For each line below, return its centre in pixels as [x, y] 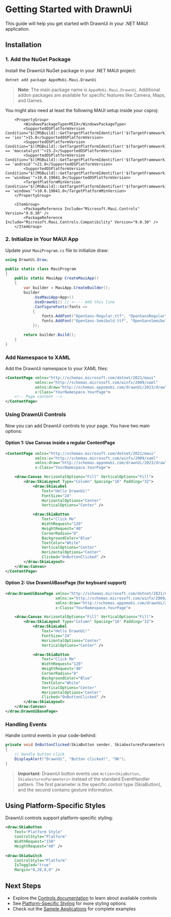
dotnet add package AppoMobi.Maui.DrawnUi [51, 80]
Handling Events [26, 724]
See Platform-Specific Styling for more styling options [69, 903]
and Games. [30, 100]
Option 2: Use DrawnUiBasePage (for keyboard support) [66, 583]
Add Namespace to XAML [38, 357]
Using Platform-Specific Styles [55, 805]
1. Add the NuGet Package [38, 60]
